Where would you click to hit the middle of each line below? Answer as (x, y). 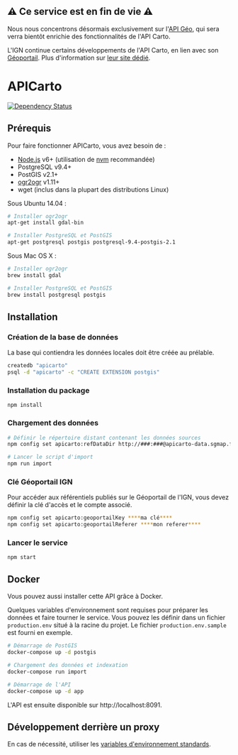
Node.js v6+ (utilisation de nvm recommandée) (86, 159)
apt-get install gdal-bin (45, 223)
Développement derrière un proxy (84, 727)
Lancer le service (38, 543)
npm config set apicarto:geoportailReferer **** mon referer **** (104, 525)
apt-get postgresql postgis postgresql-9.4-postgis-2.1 (91, 242)
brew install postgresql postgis (57, 295)
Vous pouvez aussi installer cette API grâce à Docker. (85, 597)
